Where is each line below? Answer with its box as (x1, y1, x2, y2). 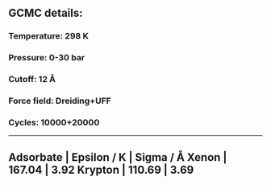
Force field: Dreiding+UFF (8, 96, 111, 107)
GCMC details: (8, 6, 83, 20)
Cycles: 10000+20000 (8, 117, 100, 128)
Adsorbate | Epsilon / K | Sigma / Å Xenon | (8, 150, 227, 164)
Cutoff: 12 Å (8, 74, 56, 85)
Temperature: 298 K (8, 31, 90, 42)
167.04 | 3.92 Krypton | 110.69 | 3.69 (8, 162, 194, 176)
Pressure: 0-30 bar (8, 52, 85, 64)
